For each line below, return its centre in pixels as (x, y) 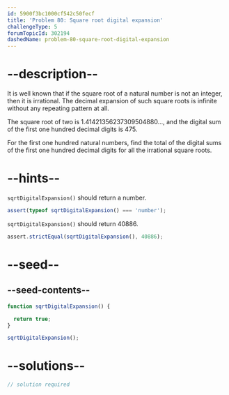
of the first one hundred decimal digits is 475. (72, 129)
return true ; (32, 319)
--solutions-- (46, 366)
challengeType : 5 (32, 27)
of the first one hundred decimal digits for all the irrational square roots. (110, 150)
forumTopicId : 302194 (39, 33)
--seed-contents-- (49, 290)
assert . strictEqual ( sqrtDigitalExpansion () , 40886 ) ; (85, 237)
